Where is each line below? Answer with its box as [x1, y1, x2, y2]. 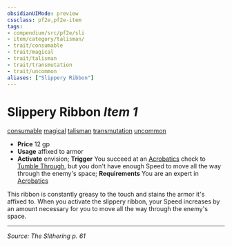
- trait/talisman [7, 55, 57, 62]
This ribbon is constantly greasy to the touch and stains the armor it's [7, 190, 205, 199]
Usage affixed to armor [17, 148, 84, 156]
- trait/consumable [7, 42, 64, 49]
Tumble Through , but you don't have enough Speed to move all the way [17, 162, 222, 170]
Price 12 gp [17, 140, 50, 148]
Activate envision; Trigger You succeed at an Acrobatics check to [17, 155, 206, 163]
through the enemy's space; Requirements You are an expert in [17, 170, 199, 178]
